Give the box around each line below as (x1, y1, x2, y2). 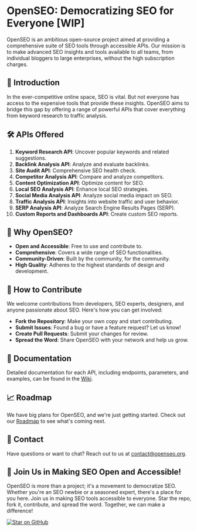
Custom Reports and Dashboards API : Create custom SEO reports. (15, 210, 178, 217)
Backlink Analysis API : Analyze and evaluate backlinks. (15, 160, 150, 167)
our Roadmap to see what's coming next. (6, 417, 106, 424)
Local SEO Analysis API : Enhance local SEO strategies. (15, 186, 149, 193)
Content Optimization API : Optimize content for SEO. (15, 179, 144, 186)
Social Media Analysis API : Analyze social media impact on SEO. (15, 191, 173, 198)
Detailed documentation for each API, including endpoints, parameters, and (6, 369, 189, 376)
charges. (6, 60, 28, 68)
